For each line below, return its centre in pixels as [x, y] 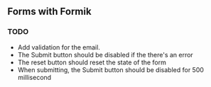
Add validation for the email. [59, 47]
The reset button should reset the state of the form [92, 62]
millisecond [34, 77]
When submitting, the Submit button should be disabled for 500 [111, 69]
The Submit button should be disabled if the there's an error [105, 54]
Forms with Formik [49, 12]
